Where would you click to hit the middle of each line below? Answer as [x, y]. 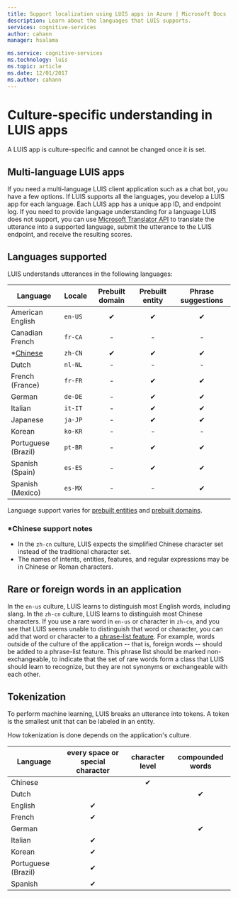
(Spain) [23, 472]
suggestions [202, 301]
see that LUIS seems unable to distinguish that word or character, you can [115, 629]
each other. [24, 674]
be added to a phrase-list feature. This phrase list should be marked [107, 652]
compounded [201, 757]
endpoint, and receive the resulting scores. [70, 235]
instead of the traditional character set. [74, 552]
